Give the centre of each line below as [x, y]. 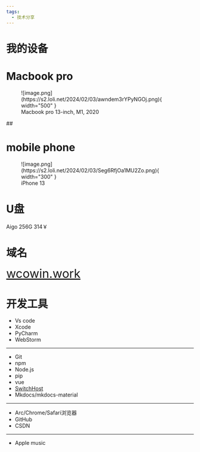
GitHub [24, 420]
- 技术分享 [23, 17]
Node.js [24, 370]
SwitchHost [29, 389]
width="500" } [39, 106]
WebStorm [28, 340]
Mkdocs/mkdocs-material [46, 395]
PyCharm [26, 333]
